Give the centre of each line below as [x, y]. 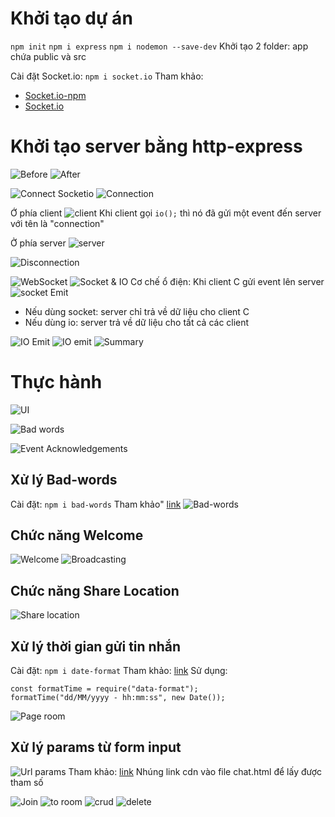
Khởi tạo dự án [71, 18]
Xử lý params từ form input [96, 747]
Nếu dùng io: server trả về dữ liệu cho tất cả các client [137, 322]
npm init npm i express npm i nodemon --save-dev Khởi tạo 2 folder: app [159, 46]
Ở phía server [38, 243]
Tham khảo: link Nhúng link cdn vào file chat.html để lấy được [195, 771]
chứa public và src [48, 56]
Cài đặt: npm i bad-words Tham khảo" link [96, 504]
